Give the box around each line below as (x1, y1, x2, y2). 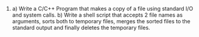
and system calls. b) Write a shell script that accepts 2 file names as (12, 11, 183, 18)
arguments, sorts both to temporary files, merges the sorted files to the (12, 18, 190, 24)
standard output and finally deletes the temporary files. (12, 24, 150, 31)
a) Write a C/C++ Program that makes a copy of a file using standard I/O (12, 5, 194, 12)
